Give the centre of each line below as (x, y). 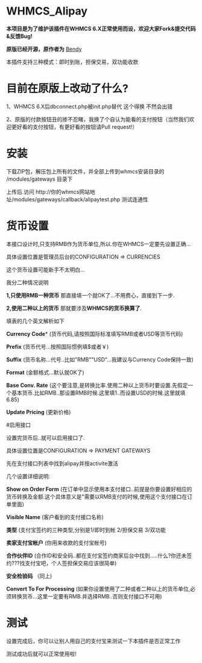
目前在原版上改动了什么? (67, 89)
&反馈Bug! (19, 36)
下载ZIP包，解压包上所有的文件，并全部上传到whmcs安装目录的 (85, 171)
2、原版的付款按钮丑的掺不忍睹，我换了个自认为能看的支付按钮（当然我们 (98, 119)
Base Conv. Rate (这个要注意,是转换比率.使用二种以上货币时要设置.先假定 (97, 385)
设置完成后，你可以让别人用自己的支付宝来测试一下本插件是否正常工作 (93, 641)
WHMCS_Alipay (47, 11)
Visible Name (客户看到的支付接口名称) (55, 517)
